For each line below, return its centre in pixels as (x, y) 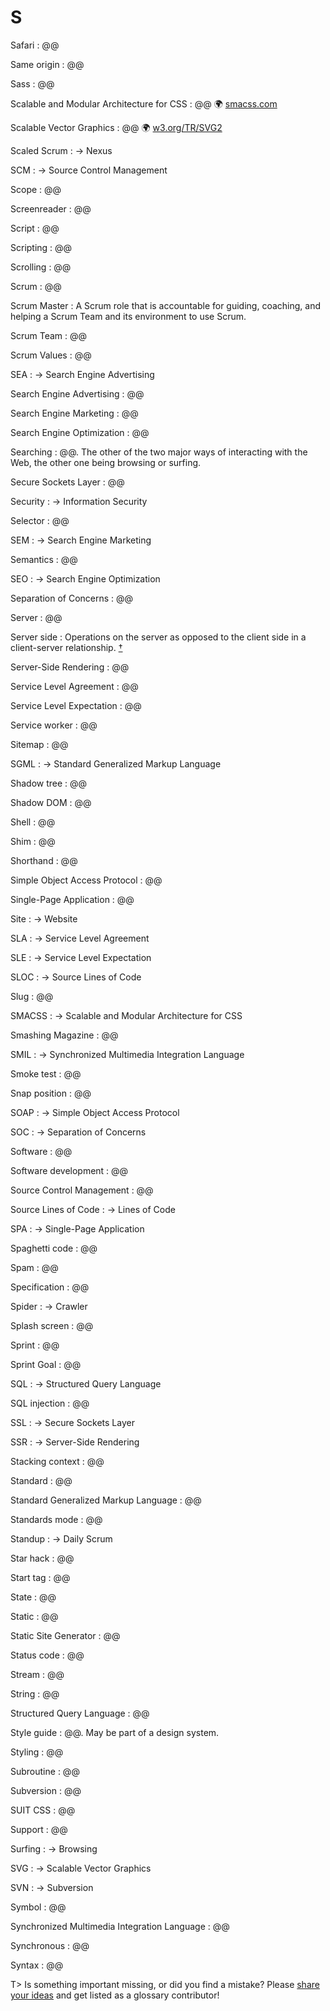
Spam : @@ (34, 1267)
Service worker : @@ (54, 725)
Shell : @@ (33, 822)
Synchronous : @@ (50, 1945)
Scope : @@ (36, 189)
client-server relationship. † (66, 647)
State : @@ (33, 1597)
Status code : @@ (47, 1655)
